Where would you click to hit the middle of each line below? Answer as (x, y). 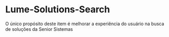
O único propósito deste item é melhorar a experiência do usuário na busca (85, 24)
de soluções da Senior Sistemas (39, 29)
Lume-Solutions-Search (58, 10)
